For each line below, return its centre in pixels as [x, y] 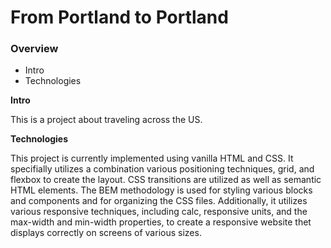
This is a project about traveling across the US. [106, 120]
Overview [34, 49]
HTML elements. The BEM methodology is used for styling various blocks [161, 190]
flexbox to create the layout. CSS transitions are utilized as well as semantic [166, 180]
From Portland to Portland [119, 17]
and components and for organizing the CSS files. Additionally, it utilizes [159, 201]
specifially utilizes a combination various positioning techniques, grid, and [162, 169]
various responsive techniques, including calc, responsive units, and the [159, 212]
